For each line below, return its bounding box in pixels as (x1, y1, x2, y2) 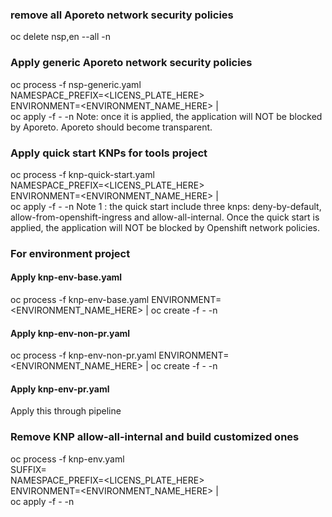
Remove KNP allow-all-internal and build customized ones (10, 430, 300, 444)
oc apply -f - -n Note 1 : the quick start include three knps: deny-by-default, (10, 200, 322, 212)
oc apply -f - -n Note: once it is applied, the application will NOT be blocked (10, 110, 323, 122)
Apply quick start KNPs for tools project (10, 146, 208, 160)
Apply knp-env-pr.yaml (10, 383, 110, 395)
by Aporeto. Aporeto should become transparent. (10, 121, 213, 133)
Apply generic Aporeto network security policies (10, 56, 253, 70)
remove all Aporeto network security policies (10, 8, 234, 22)
